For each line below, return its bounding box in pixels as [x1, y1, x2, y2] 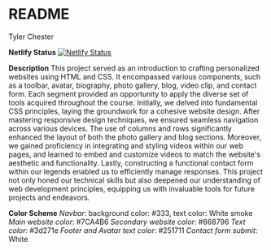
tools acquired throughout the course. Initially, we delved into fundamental [8, 97, 258, 107]
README [8, 5, 70, 24]
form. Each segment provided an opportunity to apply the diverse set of [8, 88, 249, 98]
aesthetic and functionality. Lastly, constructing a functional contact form [8, 157, 254, 167]
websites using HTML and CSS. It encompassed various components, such [8, 71, 261, 81]
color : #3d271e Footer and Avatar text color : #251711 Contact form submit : [8, 225, 258, 235]
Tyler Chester [8, 32, 55, 41]
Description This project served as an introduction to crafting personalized [8, 62, 260, 73]
